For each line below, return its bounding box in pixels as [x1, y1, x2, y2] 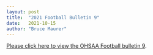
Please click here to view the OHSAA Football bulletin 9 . [6, 42, 147, 50]
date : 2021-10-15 [6, 20, 56, 26]
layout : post [6, 8, 40, 15]
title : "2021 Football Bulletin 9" [6, 15, 100, 21]
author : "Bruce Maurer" [6, 25, 67, 32]
